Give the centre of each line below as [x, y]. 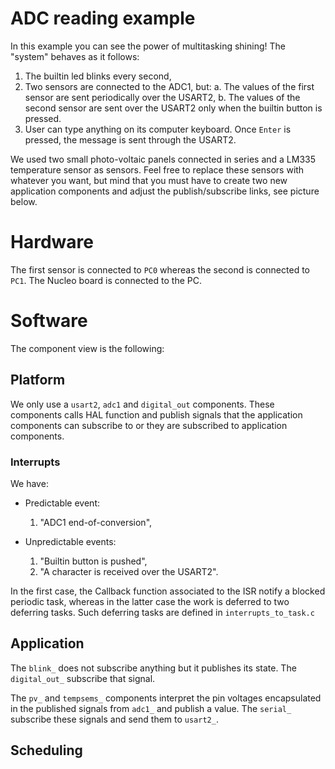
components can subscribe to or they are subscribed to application [149, 425]
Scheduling [46, 750]
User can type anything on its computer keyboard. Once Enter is [158, 129]
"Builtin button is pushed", [93, 561]
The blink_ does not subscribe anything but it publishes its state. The [153, 668]
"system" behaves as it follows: [75, 56]
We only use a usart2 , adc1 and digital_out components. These [142, 404]
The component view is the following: [87, 348]
